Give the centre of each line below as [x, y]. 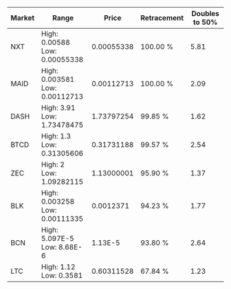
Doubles [206, 13]
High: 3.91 [58, 108]
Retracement [162, 18]
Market [23, 18]
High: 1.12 [58, 267]
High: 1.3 [56, 136]
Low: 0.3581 [62, 276]
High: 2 [53, 164]
